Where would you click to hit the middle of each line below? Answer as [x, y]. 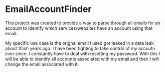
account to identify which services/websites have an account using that [79, 28]
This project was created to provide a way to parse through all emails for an [83, 23]
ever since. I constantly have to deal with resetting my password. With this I [83, 54]
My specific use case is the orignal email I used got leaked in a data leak [80, 43]
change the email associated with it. [42, 64]
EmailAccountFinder [48, 9]
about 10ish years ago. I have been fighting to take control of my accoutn [80, 48]
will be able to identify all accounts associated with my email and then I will [82, 59]
